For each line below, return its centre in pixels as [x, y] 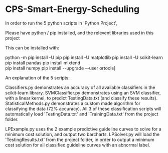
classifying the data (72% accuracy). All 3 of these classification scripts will [83, 108]
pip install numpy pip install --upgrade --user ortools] [60, 68]
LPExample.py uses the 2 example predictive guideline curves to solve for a [83, 129]
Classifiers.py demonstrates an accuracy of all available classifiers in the [80, 87]
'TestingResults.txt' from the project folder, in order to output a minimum [80, 139]
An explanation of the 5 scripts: [38, 77]
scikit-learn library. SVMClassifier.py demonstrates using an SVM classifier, [83, 92]
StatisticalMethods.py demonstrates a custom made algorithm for [73, 103]
